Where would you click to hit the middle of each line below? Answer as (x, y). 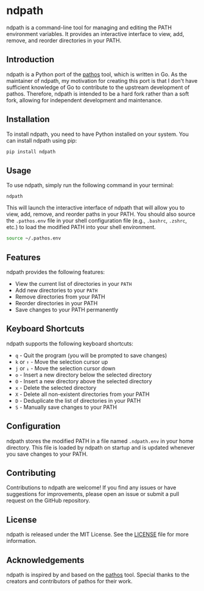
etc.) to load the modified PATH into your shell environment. (81, 227)
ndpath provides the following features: (56, 272)
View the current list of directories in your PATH (73, 283)
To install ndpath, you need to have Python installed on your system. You (97, 134)
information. (22, 541)
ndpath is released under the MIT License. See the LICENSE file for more (97, 534)
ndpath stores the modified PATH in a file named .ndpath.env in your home (100, 441)
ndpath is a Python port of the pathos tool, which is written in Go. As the (97, 74)
